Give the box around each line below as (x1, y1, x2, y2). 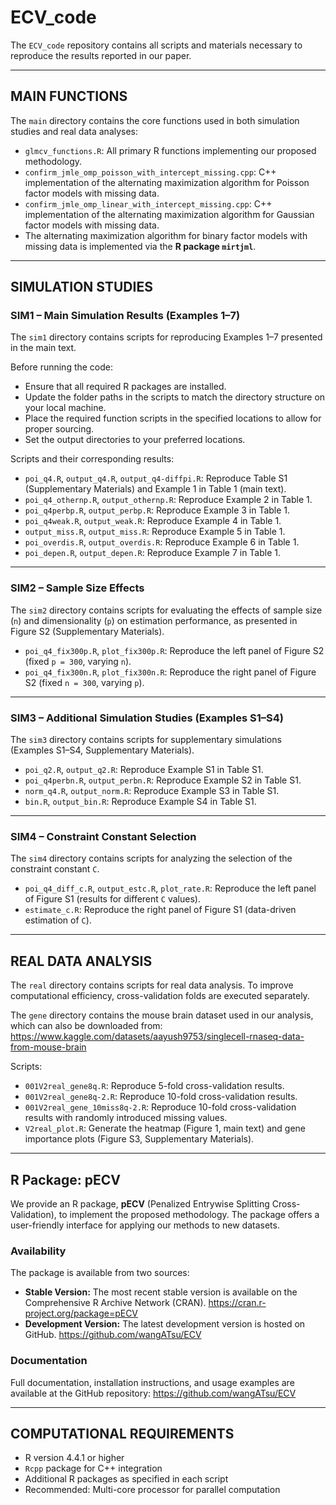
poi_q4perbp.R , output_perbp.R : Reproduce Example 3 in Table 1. (24, 504, 291, 516)
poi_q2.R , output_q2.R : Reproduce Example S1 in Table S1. (24, 764, 264, 776)
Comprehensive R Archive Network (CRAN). (24, 1297, 207, 1309)
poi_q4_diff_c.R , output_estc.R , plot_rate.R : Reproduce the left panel (24, 882, 317, 895)
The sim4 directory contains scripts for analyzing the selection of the (10, 852, 293, 865)
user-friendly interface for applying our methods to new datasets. (10, 1219, 280, 1231)
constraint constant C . (10, 863, 100, 875)
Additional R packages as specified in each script (24, 1473, 229, 1485)
